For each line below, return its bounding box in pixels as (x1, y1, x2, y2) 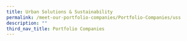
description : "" (6, 20, 48, 26)
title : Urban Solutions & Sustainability (6, 8, 113, 15)
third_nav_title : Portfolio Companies (6, 25, 105, 32)
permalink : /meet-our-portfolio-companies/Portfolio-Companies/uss (6, 14, 182, 20)
